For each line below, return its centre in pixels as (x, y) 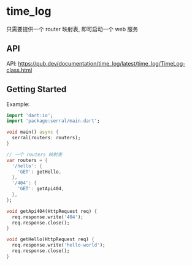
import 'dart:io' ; (30, 115)
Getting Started (36, 89)
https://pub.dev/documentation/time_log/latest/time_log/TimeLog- (102, 63)
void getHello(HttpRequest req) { (51, 240)
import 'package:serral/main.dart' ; (53, 121)
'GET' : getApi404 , (41, 189)
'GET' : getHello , (40, 172)
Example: (18, 104)
